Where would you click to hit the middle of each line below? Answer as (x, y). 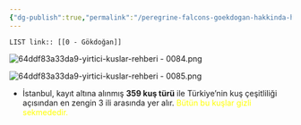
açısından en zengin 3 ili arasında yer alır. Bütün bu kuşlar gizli (137, 103)
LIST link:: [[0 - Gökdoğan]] (66, 42)
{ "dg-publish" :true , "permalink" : (72, 17)
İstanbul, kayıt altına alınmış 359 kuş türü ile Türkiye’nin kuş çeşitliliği (150, 93)
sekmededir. (45, 112)
